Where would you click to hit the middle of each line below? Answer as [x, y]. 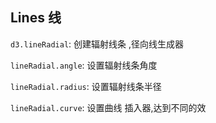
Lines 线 [36, 18]
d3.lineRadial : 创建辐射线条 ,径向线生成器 [97, 44]
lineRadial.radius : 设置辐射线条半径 [86, 86]
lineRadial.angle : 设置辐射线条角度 [84, 65]
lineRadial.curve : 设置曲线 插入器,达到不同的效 [108, 107]
